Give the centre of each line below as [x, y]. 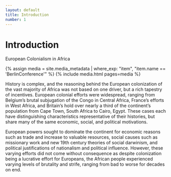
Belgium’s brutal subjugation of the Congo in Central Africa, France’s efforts [85, 100]
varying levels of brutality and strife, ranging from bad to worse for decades [85, 164]
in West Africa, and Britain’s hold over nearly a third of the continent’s [78, 106]
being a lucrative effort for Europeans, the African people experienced [79, 159]
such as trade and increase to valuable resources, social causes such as [81, 137]
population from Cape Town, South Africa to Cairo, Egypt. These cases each [86, 111]
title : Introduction [27, 15]
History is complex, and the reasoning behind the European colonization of [84, 84]
